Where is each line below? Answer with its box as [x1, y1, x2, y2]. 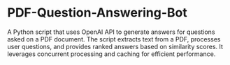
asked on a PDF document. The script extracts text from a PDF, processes [7, 35, 221, 43]
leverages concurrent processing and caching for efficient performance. [7, 50, 216, 58]
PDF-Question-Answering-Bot [7, 5, 187, 21]
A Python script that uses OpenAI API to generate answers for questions [7, 28, 215, 36]
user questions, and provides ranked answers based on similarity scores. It [7, 42, 224, 50]
